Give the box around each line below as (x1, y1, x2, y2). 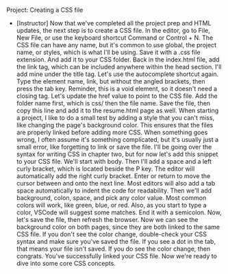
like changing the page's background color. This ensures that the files (16, 121, 214, 129)
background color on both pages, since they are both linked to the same (16, 223, 220, 231)
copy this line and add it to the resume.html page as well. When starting (16, 106, 219, 114)
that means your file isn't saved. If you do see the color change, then (16, 245, 211, 253)
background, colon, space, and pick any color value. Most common (16, 194, 207, 201)
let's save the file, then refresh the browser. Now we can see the (16, 216, 199, 223)
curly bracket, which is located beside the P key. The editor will (16, 164, 195, 173)
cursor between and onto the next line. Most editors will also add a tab (16, 179, 216, 187)
